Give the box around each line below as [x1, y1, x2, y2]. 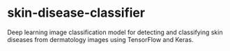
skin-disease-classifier [7, 5, 145, 21]
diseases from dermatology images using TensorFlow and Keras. [7, 35, 194, 43]
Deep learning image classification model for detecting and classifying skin [7, 28, 223, 36]
